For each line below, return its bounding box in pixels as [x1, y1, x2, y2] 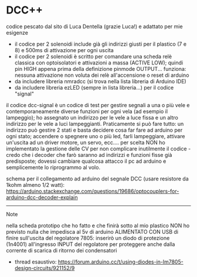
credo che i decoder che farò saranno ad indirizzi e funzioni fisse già [6, 151, 172, 158]
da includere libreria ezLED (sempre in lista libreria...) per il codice [14, 84, 174, 91]
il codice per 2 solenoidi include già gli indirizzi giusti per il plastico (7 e [14, 40, 186, 47]
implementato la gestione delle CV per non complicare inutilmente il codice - [6, 145, 191, 152]
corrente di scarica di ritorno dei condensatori [6, 247, 117, 254]
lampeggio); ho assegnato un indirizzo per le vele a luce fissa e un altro [6, 114, 179, 121]
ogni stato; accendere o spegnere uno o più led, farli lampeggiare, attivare [6, 132, 185, 139]
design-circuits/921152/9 [14, 264, 75, 271]
